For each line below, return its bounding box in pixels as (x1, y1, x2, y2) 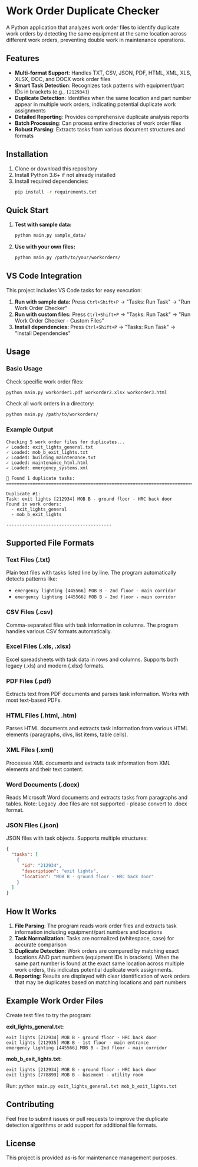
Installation (6, 149, 48, 159)
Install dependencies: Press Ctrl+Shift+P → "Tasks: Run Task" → (14, 323, 176, 330)
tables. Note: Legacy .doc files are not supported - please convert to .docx (6, 800, 187, 807)
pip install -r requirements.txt (14, 189, 97, 195)
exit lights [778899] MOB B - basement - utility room (6, 1072, 144, 1078)
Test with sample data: (14, 221, 72, 228)
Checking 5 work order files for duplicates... (6, 439, 126, 445)
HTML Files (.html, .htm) (6, 711, 77, 720)
